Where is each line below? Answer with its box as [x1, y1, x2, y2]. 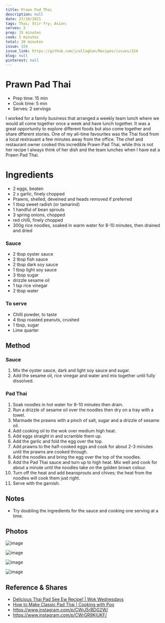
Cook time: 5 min [12, 101, 47, 107]
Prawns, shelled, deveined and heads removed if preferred [12, 196, 132, 202]
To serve [5, 300, 27, 307]
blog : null [5, 53, 28, 58]
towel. [12, 412, 26, 418]
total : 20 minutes [5, 39, 43, 44]
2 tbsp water [12, 288, 39, 294]
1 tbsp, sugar [12, 322, 39, 328]
